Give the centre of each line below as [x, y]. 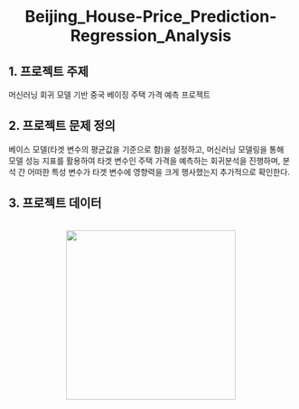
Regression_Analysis [151, 36]
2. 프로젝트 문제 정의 [62, 126]
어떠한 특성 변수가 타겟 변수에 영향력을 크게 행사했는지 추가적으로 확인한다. [159, 172]
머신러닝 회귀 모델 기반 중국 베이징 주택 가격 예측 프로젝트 [110, 95]
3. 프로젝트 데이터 [55, 204]
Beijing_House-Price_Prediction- [151, 17]
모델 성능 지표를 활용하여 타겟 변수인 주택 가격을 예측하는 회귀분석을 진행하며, [145, 161]
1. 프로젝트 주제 [49, 71]
